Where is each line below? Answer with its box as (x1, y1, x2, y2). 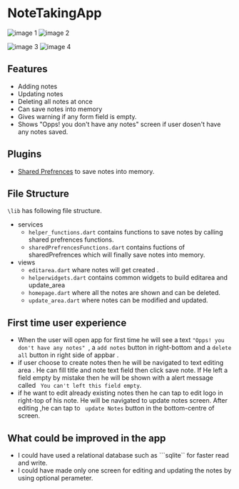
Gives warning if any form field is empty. (17, 112, 137, 120)
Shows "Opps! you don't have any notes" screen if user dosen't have (17, 120, 221, 128)
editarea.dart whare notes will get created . (28, 266, 159, 274)
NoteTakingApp (7, 5, 102, 21)
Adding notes (17, 82, 58, 91)
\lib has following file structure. (7, 207, 102, 215)
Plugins (7, 148, 42, 160)
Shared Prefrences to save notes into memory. (17, 167, 155, 175)
